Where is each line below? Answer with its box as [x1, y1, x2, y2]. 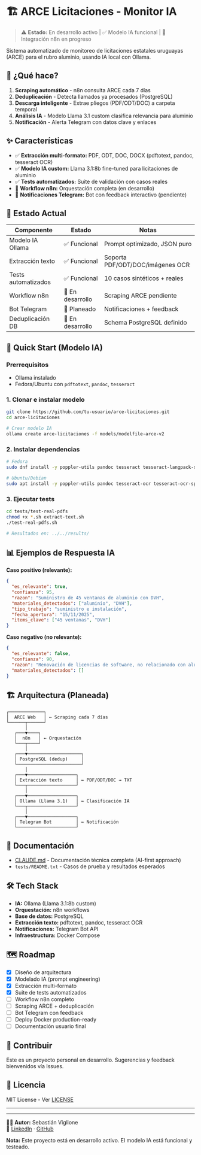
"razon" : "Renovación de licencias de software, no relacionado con [11, 662, 186, 668]
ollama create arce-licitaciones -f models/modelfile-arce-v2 [6, 431, 165, 437]
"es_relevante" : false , [11, 651, 71, 657]
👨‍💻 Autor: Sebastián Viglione [6, 1118, 78, 1126]
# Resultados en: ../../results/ [6, 530, 90, 536]
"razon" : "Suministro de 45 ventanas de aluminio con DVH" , [11, 595, 165, 601]
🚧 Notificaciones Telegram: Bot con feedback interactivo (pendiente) [14, 191, 187, 198]
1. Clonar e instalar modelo [6, 395, 85, 404]
